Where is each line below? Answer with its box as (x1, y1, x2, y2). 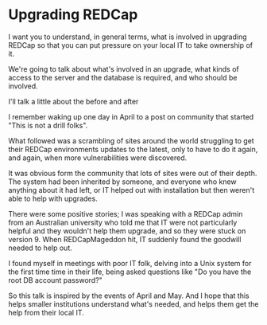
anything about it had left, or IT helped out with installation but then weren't (8, 185, 255, 194)
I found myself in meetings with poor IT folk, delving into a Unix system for (8, 258, 252, 268)
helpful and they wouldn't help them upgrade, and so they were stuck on (8, 225, 246, 236)
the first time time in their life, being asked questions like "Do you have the (8, 267, 252, 276)
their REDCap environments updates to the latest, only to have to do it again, (8, 144, 258, 154)
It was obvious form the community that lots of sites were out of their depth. (8, 168, 257, 178)
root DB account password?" (8, 275, 103, 284)
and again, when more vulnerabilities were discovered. (8, 153, 188, 162)
